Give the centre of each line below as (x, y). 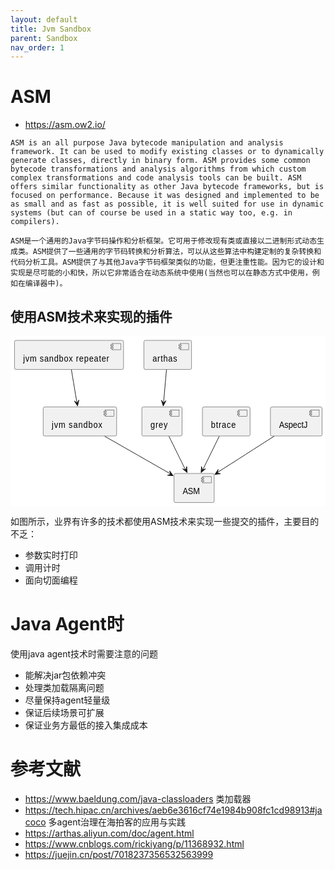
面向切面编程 (51, 580)
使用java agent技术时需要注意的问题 (84, 653)
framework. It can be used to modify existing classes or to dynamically (167, 152)
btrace (223, 425)
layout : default (44, 19)
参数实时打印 (51, 555)
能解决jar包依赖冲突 (65, 675)
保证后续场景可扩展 (64, 712)
